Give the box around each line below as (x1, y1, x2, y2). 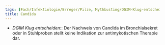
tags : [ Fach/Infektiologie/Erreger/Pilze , (5, 7, 93, 12)
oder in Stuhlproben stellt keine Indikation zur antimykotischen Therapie (12, 30, 158, 36)
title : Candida (5, 12, 36, 16)
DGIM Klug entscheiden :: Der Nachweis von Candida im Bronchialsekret (12, 25, 158, 30)
